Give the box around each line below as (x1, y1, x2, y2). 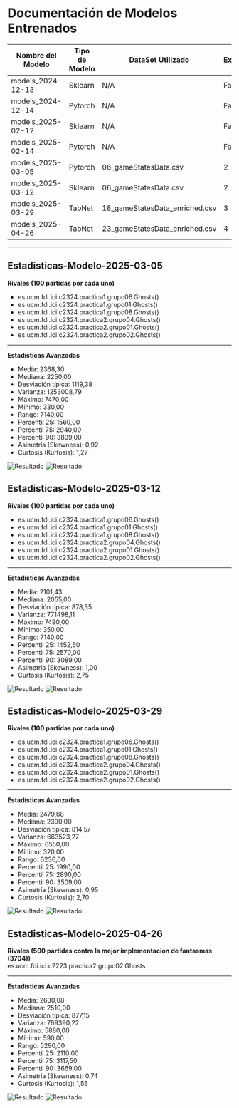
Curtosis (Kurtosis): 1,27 (17, 447, 88, 457)
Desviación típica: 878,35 (17, 602, 92, 611)
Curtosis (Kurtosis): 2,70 (17, 893, 90, 902)
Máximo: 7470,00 (17, 395, 69, 403)
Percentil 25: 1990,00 (17, 863, 80, 871)
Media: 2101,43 (17, 587, 63, 596)
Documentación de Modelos (7, 5, 178, 21)
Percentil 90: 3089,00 (17, 656, 82, 664)
